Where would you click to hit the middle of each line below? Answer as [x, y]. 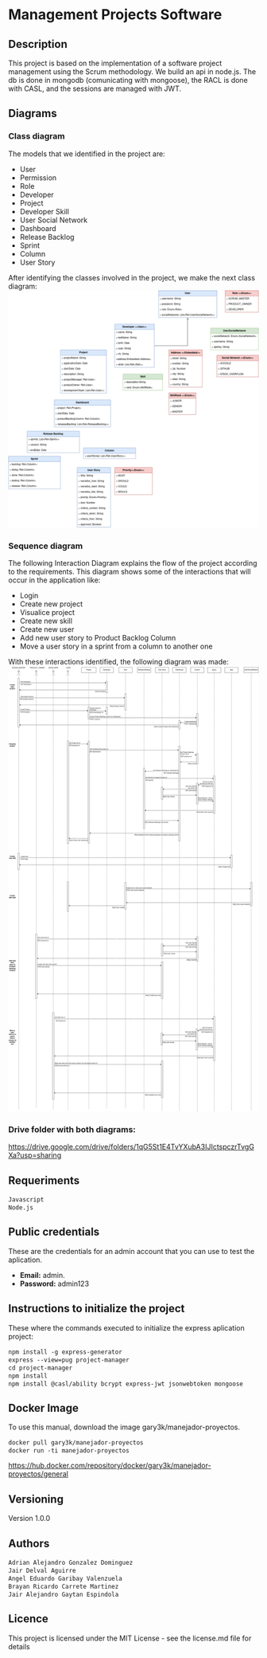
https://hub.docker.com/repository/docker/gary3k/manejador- [110, 1466]
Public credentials [54, 1232]
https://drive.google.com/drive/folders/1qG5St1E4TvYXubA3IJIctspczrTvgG [131, 1147]
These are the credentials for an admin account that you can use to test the [132, 1251]
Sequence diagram [46, 546]
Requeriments [44, 1180]
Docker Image [44, 1408]
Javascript [26, 1199]
